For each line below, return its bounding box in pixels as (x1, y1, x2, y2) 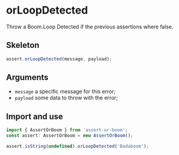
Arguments (6, 72, 49, 83)
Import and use (6, 111, 63, 121)
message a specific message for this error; (14, 88, 116, 95)
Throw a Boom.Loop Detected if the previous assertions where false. (6, 23, 174, 30)
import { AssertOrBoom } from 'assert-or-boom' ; (6, 127, 128, 133)
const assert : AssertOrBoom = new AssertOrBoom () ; (6, 133, 134, 139)
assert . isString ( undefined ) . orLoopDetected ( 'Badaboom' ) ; (6, 143, 149, 149)
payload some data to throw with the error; (14, 94, 118, 101)
